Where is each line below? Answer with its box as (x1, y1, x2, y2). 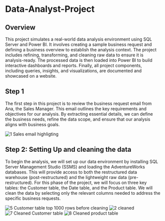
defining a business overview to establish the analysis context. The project (5, 47, 157, 52)
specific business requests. (5, 195, 61, 201)
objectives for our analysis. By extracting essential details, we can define (5, 111, 153, 117)
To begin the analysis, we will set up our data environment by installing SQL (5, 158, 159, 164)
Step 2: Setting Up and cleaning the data (5, 145, 132, 154)
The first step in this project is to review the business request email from (5, 100, 152, 106)
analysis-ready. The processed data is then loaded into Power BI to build (5, 57, 153, 63)
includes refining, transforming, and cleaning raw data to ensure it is (5, 52, 144, 58)
